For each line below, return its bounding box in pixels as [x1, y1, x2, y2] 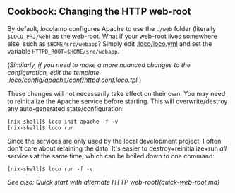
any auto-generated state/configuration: [7, 104, 125, 112]
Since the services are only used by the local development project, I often [7, 136, 222, 145]
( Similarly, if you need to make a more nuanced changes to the [7, 60, 191, 69]
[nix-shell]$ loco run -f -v [7, 165, 93, 172]
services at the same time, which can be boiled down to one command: [7, 151, 215, 160]
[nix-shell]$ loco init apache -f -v [7, 118, 119, 125]
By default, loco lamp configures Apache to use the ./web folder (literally [7, 24, 217, 33]
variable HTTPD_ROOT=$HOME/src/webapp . [7, 47, 120, 55]
